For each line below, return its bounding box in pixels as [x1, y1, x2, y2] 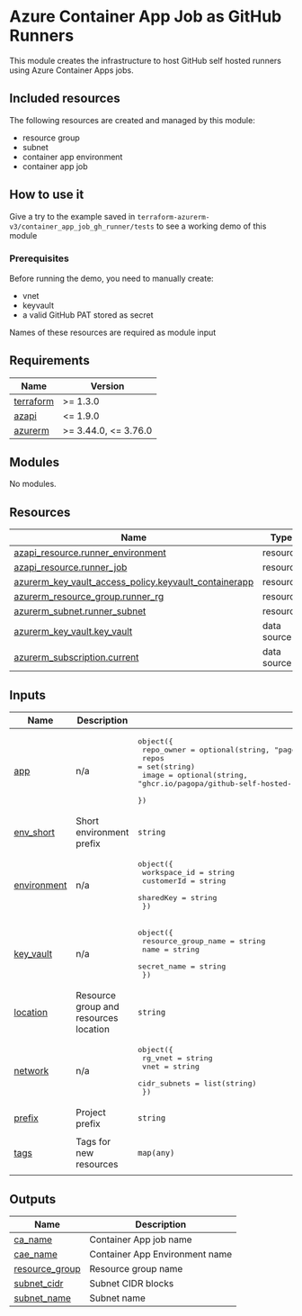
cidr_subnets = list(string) [138, 1078, 257, 1088]
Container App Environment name [89, 1248, 233, 1260]
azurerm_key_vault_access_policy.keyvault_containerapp [13, 576, 254, 589]
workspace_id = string [142, 868, 235, 878]
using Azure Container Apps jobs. [9, 65, 135, 76]
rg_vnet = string [142, 1053, 213, 1063]
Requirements [9, 353, 90, 368]
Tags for [75, 1135, 111, 1148]
